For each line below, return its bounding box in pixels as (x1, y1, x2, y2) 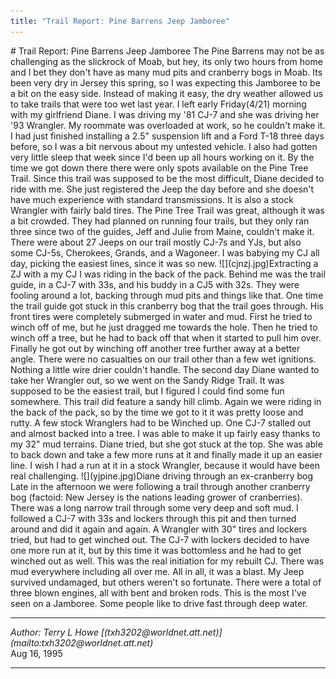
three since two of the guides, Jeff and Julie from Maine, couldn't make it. (10, 225, 315, 237)
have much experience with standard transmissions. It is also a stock (10, 193, 294, 205)
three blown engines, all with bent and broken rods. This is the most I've (10, 586, 307, 599)
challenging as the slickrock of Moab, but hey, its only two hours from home (10, 55, 323, 67)
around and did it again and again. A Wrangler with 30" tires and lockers (10, 523, 308, 535)
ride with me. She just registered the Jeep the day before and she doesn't (10, 183, 315, 195)
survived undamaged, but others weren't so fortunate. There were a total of (10, 576, 322, 588)
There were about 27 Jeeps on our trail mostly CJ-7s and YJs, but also (10, 236, 302, 248)
